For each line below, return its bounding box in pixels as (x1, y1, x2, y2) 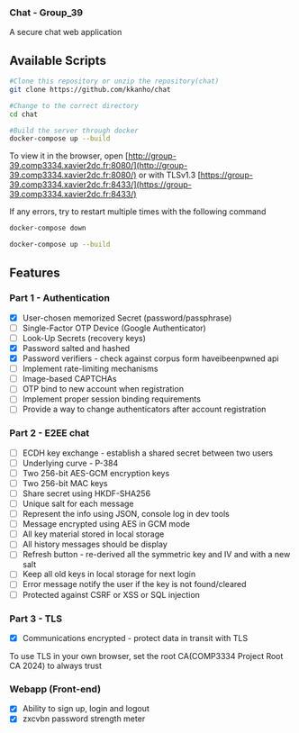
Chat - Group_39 (9, 6, 84, 19)
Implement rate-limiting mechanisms (22, 363, 159, 375)
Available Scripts (9, 52, 106, 68)
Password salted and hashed (22, 342, 131, 353)
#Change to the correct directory (9, 101, 140, 110)
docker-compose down (9, 223, 87, 233)
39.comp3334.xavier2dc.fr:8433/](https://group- (9, 179, 192, 190)
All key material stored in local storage (22, 529, 165, 539)
